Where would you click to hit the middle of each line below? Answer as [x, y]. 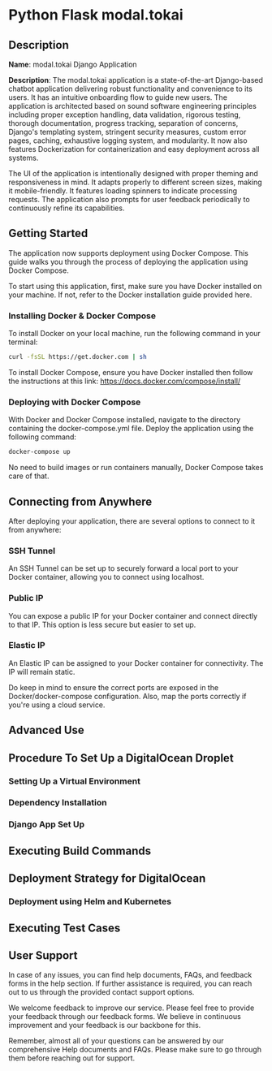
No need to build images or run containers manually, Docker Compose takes [136, 468]
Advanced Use [47, 730]
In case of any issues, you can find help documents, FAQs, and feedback [130, 975]
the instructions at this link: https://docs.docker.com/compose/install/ [125, 381]
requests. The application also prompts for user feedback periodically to [129, 199]
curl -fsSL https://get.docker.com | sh [78, 357]
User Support [43, 955]
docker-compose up [39, 452]
